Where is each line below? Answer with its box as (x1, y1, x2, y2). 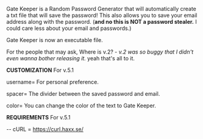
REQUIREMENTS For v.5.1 (6, 114, 71, 121)
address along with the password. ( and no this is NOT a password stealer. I (6, 18, 197, 25)
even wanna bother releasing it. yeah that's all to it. (6, 55, 135, 62)
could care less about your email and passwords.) (6, 24, 132, 32)
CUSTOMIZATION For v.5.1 (6, 66, 74, 74)
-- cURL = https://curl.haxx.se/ (6, 126, 84, 133)
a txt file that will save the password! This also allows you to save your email (6, 12, 198, 19)
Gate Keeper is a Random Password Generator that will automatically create (6, 5, 197, 12)
